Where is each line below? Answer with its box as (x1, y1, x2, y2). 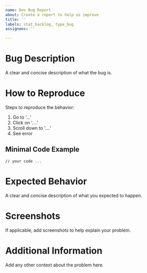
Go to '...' (12, 114, 32, 120)
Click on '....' (12, 120, 39, 125)
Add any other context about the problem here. (5, 262, 104, 268)
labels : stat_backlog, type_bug (5, 21, 74, 27)
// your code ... (5, 158, 42, 163)
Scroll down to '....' (12, 125, 52, 131)
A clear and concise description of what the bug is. (5, 70, 112, 76)
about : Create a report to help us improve (5, 12, 99, 17)
